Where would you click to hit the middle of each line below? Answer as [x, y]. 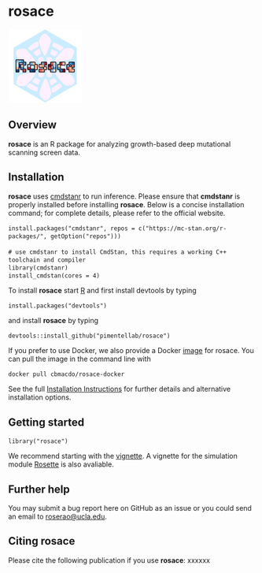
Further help [39, 489]
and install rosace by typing [54, 320]
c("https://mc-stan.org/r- [182, 228]
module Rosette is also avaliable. [61, 464]
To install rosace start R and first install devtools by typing [102, 290]
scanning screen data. [44, 152]
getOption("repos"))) [86, 236]
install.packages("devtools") [58, 306]
